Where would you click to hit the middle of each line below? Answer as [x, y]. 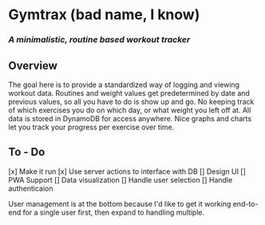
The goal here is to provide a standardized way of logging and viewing [124, 85]
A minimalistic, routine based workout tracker [99, 40]
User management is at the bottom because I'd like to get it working [120, 203]
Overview [33, 65]
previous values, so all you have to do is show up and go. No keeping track [131, 101]
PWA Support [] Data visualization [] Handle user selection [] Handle [121, 180]
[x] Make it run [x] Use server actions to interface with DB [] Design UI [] [127, 171]
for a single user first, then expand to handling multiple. [114, 212]
